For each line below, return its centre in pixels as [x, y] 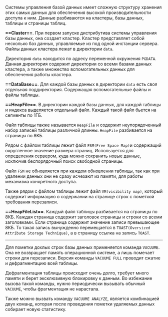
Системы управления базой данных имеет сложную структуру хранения [83, 7]
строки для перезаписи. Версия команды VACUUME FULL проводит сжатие [83, 258]
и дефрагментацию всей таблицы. [42, 263]
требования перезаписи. [32, 202]
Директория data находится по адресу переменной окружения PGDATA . [81, 59]
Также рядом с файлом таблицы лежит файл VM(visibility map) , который [84, 191]
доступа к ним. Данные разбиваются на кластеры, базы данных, [74, 18]
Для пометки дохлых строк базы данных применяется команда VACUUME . [82, 247]
